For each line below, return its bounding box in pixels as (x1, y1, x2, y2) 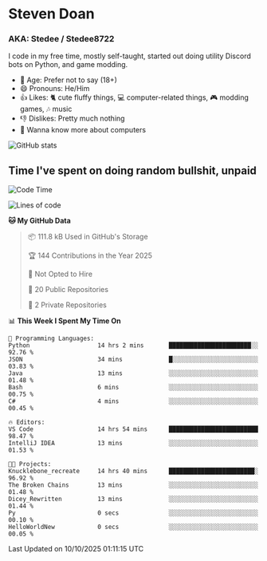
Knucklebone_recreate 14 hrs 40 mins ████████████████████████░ (8, 468, 259, 476)
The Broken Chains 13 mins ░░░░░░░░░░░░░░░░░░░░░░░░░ (8, 481, 259, 489)
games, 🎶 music (19, 105, 73, 114)
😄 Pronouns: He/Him (19, 84, 90, 93)
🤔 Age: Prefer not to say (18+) (19, 75, 118, 85)
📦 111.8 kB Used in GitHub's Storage (27, 232, 149, 242)
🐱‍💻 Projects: (8, 460, 52, 468)
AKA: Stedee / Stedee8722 (8, 34, 115, 45)
